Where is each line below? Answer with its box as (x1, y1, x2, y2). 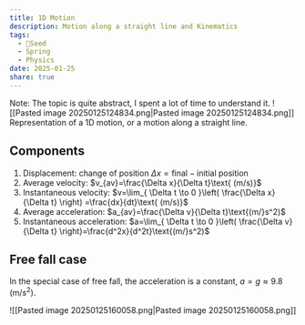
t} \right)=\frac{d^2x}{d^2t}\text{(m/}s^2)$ (51, 225, 210, 237)
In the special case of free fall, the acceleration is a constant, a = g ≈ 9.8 (9, 276, 283, 287)
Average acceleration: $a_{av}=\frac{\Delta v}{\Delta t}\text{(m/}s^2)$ (22, 206, 287, 217)
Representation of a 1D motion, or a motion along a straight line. (9, 117, 248, 127)
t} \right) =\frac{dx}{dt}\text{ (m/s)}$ (51, 197, 189, 208)
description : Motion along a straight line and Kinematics (9, 22, 239, 31)
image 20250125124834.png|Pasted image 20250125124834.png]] (43, 107, 295, 118)
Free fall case (9, 251, 87, 267)
